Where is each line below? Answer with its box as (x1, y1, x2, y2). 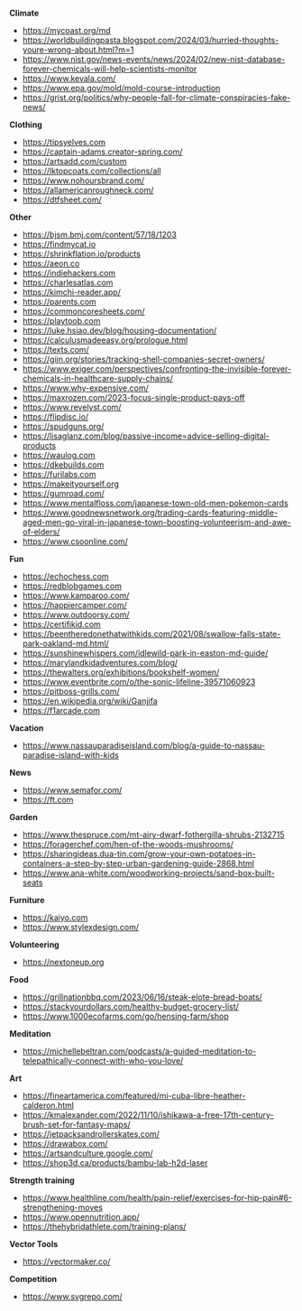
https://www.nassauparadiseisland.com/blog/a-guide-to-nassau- (22, 740, 266, 751)
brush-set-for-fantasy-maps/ (22, 1119, 131, 1130)
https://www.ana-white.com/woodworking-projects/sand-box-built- (22, 868, 275, 878)
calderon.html (22, 1100, 75, 1111)
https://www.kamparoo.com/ (22, 590, 130, 601)
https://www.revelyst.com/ (22, 402, 122, 412)
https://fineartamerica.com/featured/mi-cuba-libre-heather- (22, 1091, 246, 1101)
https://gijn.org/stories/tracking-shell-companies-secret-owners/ (22, 354, 265, 365)
